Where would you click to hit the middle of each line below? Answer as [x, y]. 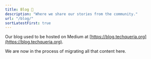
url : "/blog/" [19, 18]
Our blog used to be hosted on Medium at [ [48, 37]
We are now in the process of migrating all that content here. [66, 51]
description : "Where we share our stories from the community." [71, 14]
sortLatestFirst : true [28, 23]
